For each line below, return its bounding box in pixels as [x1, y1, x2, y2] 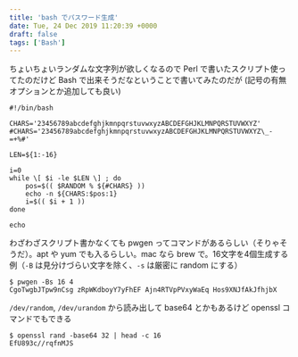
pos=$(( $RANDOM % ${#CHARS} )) [25, 182, 145, 191]
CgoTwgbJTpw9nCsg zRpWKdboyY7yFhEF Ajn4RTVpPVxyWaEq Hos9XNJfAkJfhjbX [9, 286, 277, 295]
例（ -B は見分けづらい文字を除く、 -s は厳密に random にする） [9, 260, 243, 270]
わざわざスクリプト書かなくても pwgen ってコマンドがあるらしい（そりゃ [9, 237, 280, 248]
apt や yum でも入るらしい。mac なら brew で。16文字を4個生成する [36, 249, 289, 260]
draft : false [9, 29, 58, 38]
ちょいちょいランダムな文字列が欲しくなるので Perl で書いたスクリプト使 [9, 63, 278, 74]
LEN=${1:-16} [9, 151, 58, 160]
